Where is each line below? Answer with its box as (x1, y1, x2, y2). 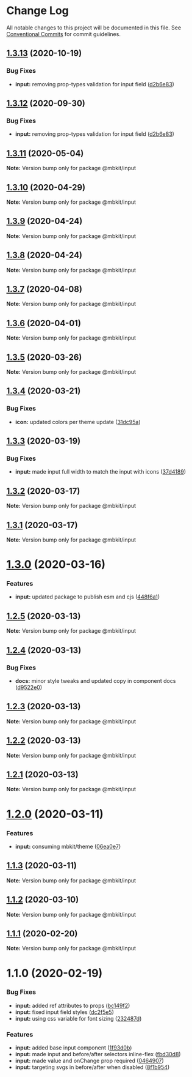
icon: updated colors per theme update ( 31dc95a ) (15, 418, 141, 425)
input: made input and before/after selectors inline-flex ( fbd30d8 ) (15, 1051, 181, 1058)
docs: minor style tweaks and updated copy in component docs (15, 677, 176, 684)
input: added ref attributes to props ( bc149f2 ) (15, 1002, 130, 1009)
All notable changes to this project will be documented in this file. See (6, 24, 182, 31)
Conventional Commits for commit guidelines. (6, 30, 121, 37)
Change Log (6, 4, 69, 18)
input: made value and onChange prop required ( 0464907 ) (15, 1057, 165, 1065)
